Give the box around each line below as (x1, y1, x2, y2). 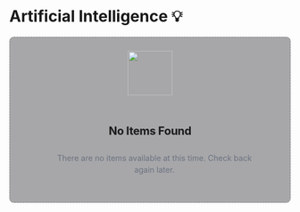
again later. (133, 164, 176, 175)
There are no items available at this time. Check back (56, 152, 253, 163)
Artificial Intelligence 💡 (9, 6, 183, 27)
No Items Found (108, 123, 192, 138)
